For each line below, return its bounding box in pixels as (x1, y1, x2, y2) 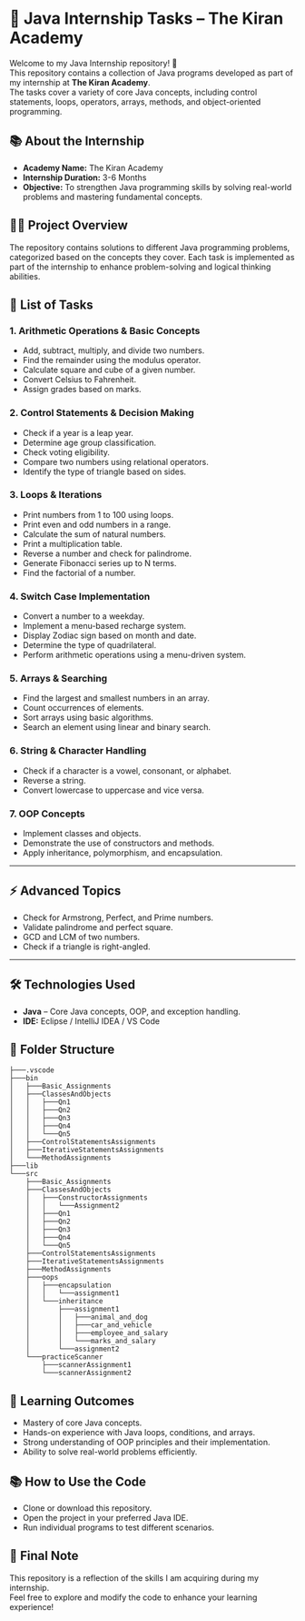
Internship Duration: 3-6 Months (22, 172, 147, 183)
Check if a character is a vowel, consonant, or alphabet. (22, 765, 231, 776)
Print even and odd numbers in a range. (22, 519, 172, 530)
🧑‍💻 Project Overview (9, 218, 129, 233)
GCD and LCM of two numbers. (22, 931, 141, 942)
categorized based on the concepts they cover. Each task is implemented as (9, 251, 295, 262)
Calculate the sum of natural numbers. (22, 528, 166, 540)
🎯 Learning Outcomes (9, 1393, 134, 1409)
